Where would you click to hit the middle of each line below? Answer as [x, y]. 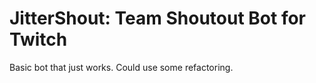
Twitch [38, 39]
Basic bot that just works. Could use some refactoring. [121, 67]
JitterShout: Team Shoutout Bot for [158, 18]
